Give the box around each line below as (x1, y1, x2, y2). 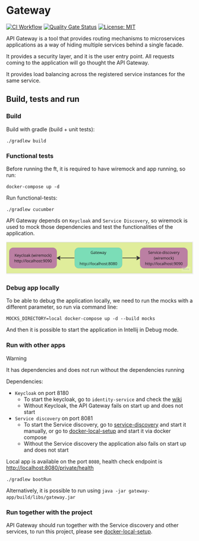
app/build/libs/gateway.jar (6, 494, 76, 500)
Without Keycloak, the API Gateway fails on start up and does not (23, 402, 184, 409)
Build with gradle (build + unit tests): (6, 126, 95, 133)
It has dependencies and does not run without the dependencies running (6, 366, 185, 373)
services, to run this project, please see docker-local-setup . (6, 528, 153, 535)
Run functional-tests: (6, 194, 58, 201)
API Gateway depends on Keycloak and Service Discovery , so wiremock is (6, 217, 188, 224)
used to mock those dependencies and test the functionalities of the (6, 223, 173, 230)
